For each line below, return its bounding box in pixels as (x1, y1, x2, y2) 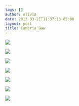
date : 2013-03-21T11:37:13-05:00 (5, 16, 75, 21)
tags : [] (5, 7, 23, 12)
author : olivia (5, 12, 37, 17)
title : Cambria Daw (5, 26, 46, 31)
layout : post (5, 21, 32, 26)
